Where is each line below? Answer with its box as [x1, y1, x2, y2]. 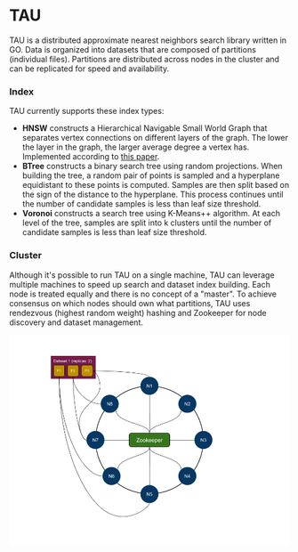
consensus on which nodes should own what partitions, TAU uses [9, 297, 251, 308]
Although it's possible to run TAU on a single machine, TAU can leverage [9, 269, 275, 280]
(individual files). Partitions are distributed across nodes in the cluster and [9, 53, 280, 64]
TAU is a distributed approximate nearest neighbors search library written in [9, 35, 287, 45]
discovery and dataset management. [9, 317, 144, 328]
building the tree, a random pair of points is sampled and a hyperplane [21, 170, 280, 181]
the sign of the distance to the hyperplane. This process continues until [21, 189, 284, 200]
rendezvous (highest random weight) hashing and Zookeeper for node [9, 307, 267, 318]
